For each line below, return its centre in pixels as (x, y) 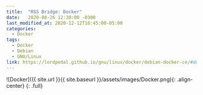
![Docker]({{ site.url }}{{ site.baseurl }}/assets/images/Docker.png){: (91, 79)
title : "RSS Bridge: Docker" (44, 12)
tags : (13, 40)
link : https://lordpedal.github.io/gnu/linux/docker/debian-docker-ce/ (98, 62)
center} (16, 85)
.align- (185, 79)
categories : (21, 29)
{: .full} (35, 85)
